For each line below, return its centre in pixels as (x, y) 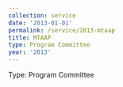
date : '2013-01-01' (40, 23)
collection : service (42, 15)
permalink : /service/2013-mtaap (61, 30)
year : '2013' (30, 52)
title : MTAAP (30, 38)
